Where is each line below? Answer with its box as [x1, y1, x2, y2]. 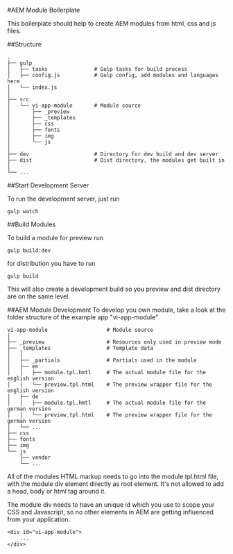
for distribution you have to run [7, 260, 96, 267]
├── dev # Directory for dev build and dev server [7, 151, 218, 158]
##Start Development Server [7, 181, 89, 190]
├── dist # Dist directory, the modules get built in [7, 157, 225, 164]
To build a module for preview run [7, 234, 104, 242]
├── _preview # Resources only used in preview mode [7, 339, 222, 346]
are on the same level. [7, 292, 71, 301]
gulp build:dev [7, 247, 51, 254]
